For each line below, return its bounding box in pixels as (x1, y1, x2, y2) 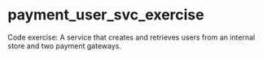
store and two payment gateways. (7, 40, 121, 50)
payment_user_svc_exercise (7, 6, 204, 24)
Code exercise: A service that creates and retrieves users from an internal (7, 32, 256, 42)
